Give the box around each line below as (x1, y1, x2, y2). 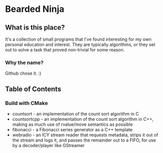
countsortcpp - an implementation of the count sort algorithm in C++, (12, 116, 154, 122)
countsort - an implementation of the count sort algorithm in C (12, 110, 139, 117)
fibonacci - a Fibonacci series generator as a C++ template (12, 126, 133, 132)
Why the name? (5, 59, 43, 66)
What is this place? (5, 23, 65, 32)
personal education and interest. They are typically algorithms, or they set (5, 42, 156, 48)
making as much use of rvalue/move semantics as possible (12, 121, 133, 127)
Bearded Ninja (5, 3, 65, 15)
